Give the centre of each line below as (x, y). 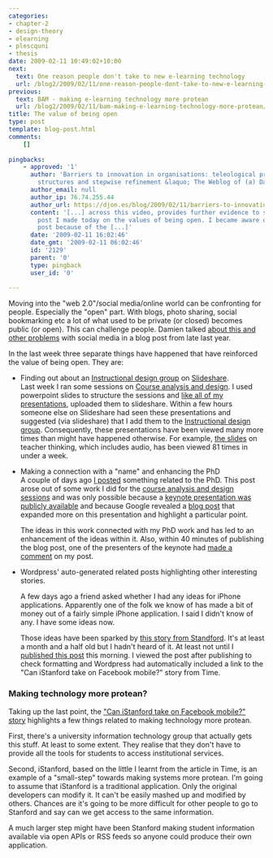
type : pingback (56, 265)
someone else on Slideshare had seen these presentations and (126, 413)
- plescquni (28, 46)
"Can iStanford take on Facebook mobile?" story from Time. (120, 673)
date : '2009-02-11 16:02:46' (79, 235)
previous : (25, 91)
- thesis (23, 54)
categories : (28, 16)
